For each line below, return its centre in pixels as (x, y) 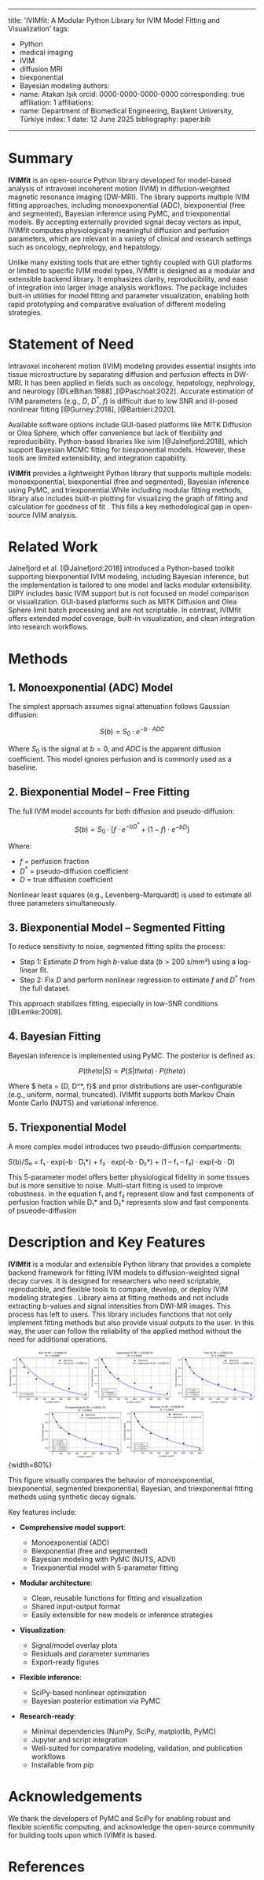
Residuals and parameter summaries (90, 1654)
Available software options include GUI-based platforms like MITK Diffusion (130, 424)
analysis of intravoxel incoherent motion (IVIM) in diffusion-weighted (119, 188)
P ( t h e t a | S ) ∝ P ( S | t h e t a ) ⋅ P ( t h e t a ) (132, 1070)
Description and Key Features (107, 1242)
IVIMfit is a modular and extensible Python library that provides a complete (130, 1264)
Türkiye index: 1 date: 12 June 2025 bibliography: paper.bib (115, 119)
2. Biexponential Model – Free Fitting (99, 792)
